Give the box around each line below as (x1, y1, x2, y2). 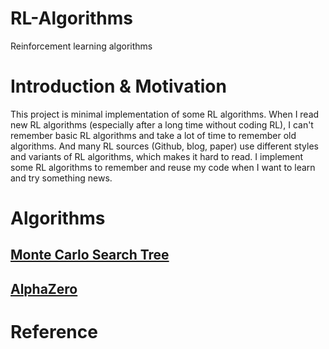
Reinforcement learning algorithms (10, 40, 153, 52)
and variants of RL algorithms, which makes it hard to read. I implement (10, 150, 304, 162)
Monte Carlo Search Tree (10, 247, 170, 264)
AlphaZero (10, 280, 78, 297)
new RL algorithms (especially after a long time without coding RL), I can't (10, 118, 314, 131)
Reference (10, 321, 98, 344)
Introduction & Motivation (10, 75, 227, 98)
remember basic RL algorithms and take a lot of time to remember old (10, 129, 297, 141)
